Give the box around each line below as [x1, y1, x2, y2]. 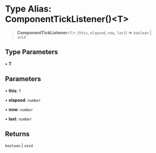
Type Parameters [5, 48, 58, 56]
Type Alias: [5, 3, 52, 15]
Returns [5, 130, 30, 138]
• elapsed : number [5, 97, 41, 103]
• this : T [5, 88, 21, 93]
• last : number [5, 116, 32, 122]
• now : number [5, 107, 33, 112]
